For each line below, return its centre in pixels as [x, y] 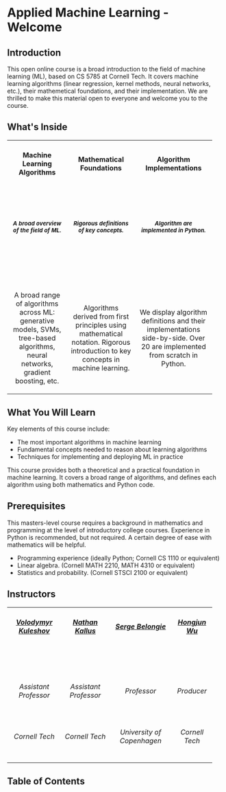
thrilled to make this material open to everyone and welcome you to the [107, 98]
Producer [192, 691]
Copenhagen [141, 741]
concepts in [101, 360]
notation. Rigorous [101, 343]
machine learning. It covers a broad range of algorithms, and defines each [112, 477]
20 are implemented [174, 347]
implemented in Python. [174, 230]
